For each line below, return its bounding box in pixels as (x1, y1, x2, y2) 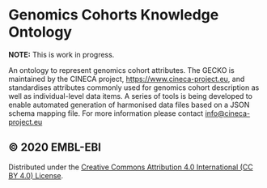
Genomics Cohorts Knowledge (8, 6, 219, 24)
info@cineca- (205, 108, 251, 118)
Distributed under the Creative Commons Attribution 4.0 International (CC (8, 162, 253, 172)
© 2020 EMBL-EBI (8, 140, 101, 155)
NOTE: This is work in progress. (8, 49, 115, 59)
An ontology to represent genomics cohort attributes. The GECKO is (8, 65, 235, 75)
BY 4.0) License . (8, 170, 64, 180)
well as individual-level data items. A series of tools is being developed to (8, 91, 253, 100)
